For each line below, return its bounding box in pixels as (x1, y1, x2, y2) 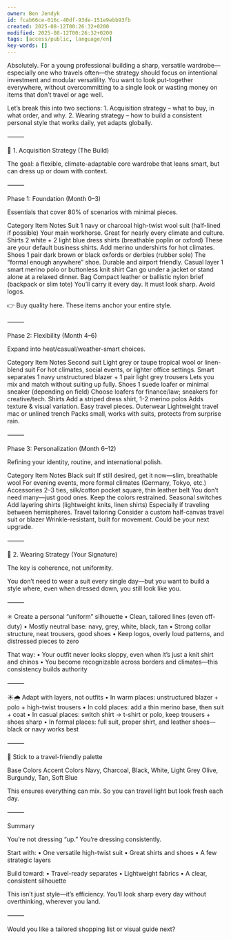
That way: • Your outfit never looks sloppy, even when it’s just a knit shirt (7, 651, 214, 658)
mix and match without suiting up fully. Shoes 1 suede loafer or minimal (7, 381, 209, 388)
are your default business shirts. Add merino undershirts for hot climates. (7, 243, 215, 251)
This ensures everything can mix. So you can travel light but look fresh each (7, 787, 223, 795)
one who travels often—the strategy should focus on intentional (37, 68, 219, 77)
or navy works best (23, 725, 79, 733)
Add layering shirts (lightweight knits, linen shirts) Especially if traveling (7, 501, 210, 508)
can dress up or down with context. (7, 167, 108, 175)
